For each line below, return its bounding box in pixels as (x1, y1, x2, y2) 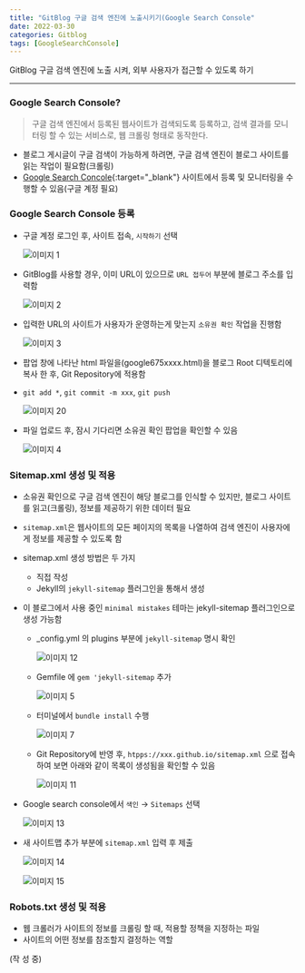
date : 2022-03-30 (9, 22, 75, 31)
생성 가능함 (22, 614, 63, 624)
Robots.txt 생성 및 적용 (9, 900, 106, 913)
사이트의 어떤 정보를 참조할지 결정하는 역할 (22, 934, 174, 945)
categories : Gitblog (9, 30, 88, 39)
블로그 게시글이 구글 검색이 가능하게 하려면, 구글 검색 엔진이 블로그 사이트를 (22, 149, 290, 160)
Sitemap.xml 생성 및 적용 (9, 468, 116, 481)
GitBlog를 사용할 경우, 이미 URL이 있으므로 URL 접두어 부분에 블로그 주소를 (22, 269, 284, 280)
